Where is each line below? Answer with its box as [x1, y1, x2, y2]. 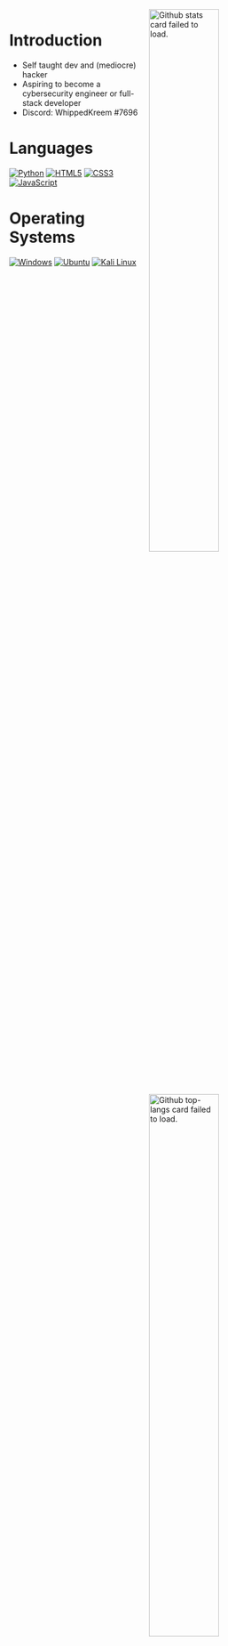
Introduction [9, 30, 103, 51]
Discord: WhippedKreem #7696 [21, 107, 138, 118]
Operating [9, 208, 86, 229]
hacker [21, 69, 48, 79]
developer [43, 97, 82, 108]
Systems [9, 227, 75, 247]
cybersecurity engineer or [21, 88, 118, 99]
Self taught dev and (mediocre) [21, 60, 137, 70]
